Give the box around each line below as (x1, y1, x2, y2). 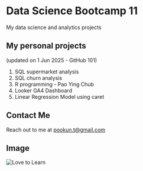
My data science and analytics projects (6, 24, 102, 31)
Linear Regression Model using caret (14, 93, 105, 100)
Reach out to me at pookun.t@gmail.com (6, 126, 105, 133)
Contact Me (6, 111, 50, 121)
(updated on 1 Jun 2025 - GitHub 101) (6, 56, 97, 63)
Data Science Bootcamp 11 (6, 4, 138, 18)
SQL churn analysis (14, 74, 63, 81)
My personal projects (6, 41, 87, 51)
